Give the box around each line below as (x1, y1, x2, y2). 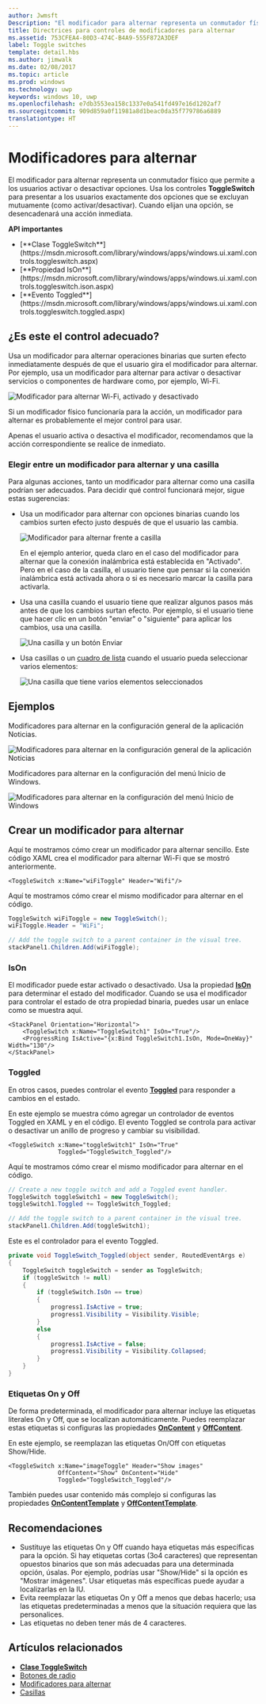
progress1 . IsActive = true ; (50, 1303, 144, 1312)
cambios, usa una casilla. (19, 622, 103, 632)
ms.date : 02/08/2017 (8, 63, 77, 71)
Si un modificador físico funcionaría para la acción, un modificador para (8, 407, 243, 416)
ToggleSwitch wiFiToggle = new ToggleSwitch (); (8, 915, 169, 923)
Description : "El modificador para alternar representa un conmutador (8, 19, 246, 27)
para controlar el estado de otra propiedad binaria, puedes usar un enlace (8, 997, 249, 1007)
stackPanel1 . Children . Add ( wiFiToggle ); (8, 944, 140, 952)
